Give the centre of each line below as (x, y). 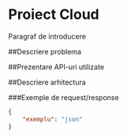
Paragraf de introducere (47, 36)
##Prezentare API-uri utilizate (56, 67)
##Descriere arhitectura (47, 82)
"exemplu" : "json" (52, 119)
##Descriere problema (45, 51)
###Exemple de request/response (64, 97)
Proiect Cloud (54, 15)
